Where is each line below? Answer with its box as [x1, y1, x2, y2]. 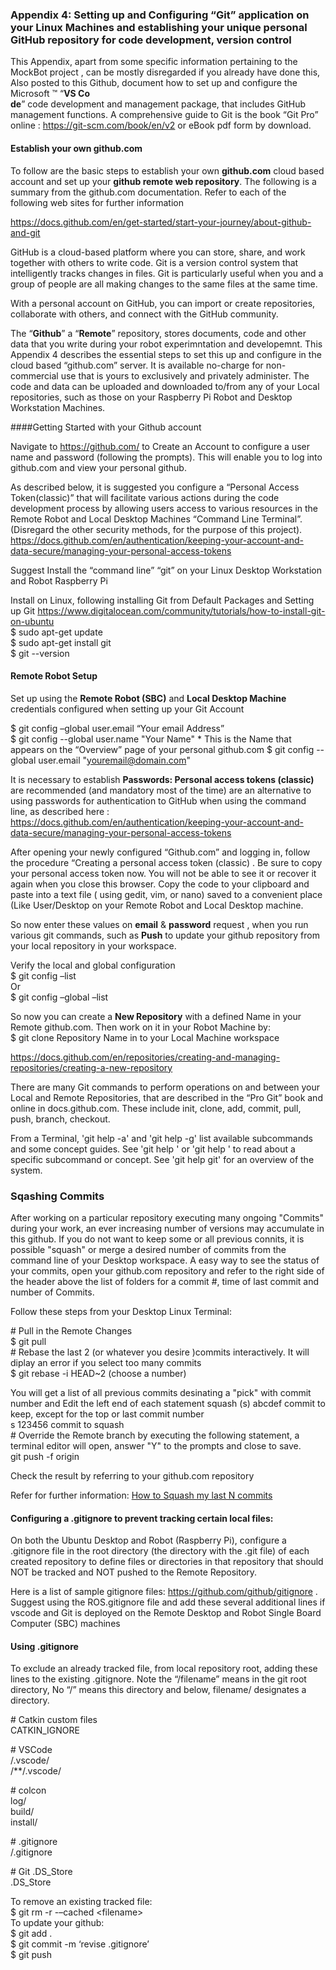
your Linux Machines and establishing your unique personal [10, 20, 308, 34]
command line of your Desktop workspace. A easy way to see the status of [10, 1254, 320, 1266]
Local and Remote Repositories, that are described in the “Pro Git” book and [10, 1091, 323, 1103]
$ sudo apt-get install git [10, 636, 112, 648]
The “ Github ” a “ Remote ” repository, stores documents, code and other [10, 327, 307, 339]
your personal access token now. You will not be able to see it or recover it [10, 867, 317, 879]
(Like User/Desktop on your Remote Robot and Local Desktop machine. [10, 899, 304, 911]
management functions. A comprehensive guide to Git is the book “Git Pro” [10, 109, 319, 121]
